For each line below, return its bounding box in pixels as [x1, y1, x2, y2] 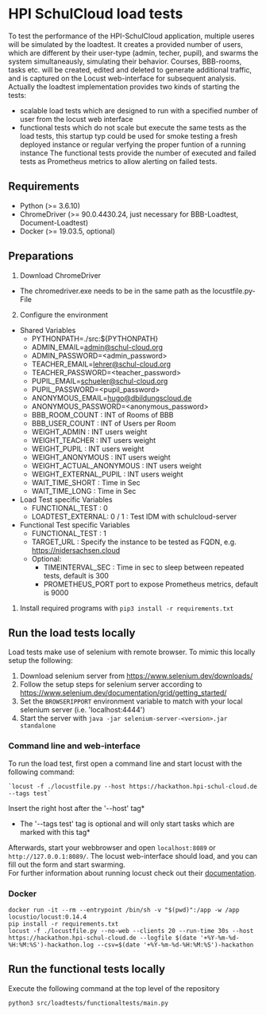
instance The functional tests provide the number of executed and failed [19, 148, 256, 158]
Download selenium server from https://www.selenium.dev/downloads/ [19, 671, 253, 681]
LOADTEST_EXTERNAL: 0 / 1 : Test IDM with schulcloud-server [31, 511, 237, 521]
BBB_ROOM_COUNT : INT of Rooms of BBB [31, 410, 174, 419]
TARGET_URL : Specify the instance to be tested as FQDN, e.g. [31, 537, 237, 547]
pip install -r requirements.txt [8, 919, 119, 928]
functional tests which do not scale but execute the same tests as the [19, 123, 247, 132]
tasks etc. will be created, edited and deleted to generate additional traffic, [8, 65, 253, 74]
